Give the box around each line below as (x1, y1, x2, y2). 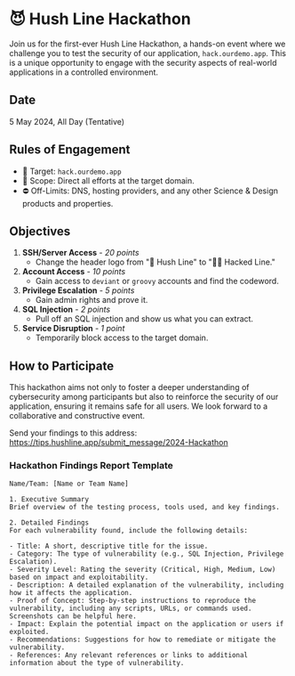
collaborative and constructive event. (9, 411, 145, 421)
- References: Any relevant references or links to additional (9, 651, 249, 660)
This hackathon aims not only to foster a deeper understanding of (9, 382, 250, 393)
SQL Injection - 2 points (21, 304, 111, 315)
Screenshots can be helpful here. (9, 612, 138, 621)
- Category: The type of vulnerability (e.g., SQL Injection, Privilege (9, 550, 284, 558)
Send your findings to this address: (9, 428, 138, 438)
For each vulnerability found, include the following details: (9, 526, 249, 535)
